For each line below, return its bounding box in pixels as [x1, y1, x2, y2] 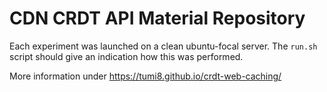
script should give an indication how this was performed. [9, 50, 244, 62]
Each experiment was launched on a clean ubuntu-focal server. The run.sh [9, 40, 318, 52]
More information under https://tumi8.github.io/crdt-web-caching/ [9, 70, 282, 82]
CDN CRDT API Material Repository [9, 7, 306, 30]
